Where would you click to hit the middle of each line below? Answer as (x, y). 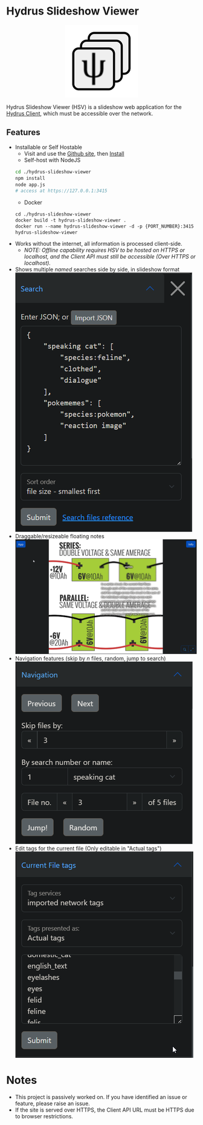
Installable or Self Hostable (49, 147)
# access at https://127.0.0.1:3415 (61, 191)
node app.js (30, 185)
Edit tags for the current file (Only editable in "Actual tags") (88, 848)
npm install (30, 178)
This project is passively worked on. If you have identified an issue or (101, 1097)
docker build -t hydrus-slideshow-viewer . (71, 220)
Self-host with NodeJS (52, 160)
